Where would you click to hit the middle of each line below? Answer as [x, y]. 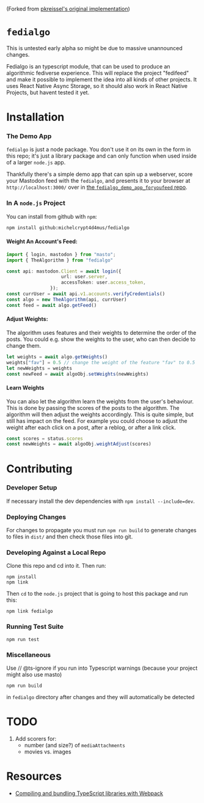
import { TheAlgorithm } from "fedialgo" [60, 260]
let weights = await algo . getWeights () [57, 357]
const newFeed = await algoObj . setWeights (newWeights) [78, 374]
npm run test [23, 639]
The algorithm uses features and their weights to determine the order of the [101, 332]
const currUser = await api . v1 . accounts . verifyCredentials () [86, 294]
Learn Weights [25, 387]
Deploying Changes [36, 517]
